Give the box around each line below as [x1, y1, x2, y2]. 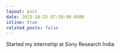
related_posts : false [6, 24, 59, 31]
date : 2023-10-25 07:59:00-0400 [6, 14, 84, 20]
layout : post [6, 8, 38, 15]
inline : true [6, 19, 38, 25]
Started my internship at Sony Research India [6, 41, 115, 48]
